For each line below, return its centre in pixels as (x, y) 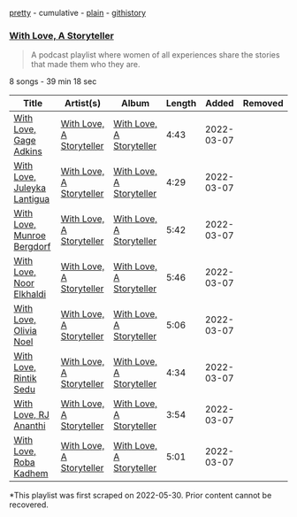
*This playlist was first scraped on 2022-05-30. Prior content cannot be (141, 496)
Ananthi (30, 426)
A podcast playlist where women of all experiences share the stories (155, 55)
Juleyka (30, 188)
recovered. (29, 505)
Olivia (25, 331)
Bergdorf (32, 247)
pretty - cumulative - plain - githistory (78, 13)
